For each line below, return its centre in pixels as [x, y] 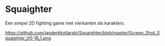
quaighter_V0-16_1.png [28, 38]
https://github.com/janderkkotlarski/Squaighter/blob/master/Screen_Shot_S [82, 32]
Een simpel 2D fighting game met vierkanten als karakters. [65, 23]
